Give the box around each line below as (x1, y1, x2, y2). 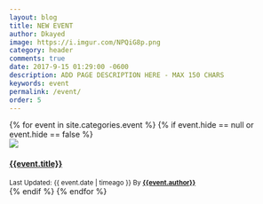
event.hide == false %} (9, 129, 93, 140)
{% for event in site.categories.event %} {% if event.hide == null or (9, 120, 254, 130)
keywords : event (9, 79, 69, 88)
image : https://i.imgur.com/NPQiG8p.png (9, 37, 162, 47)
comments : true (9, 54, 66, 63)
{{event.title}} (9, 158, 63, 169)
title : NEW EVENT (9, 21, 74, 30)
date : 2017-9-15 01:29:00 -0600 (9, 63, 129, 72)
